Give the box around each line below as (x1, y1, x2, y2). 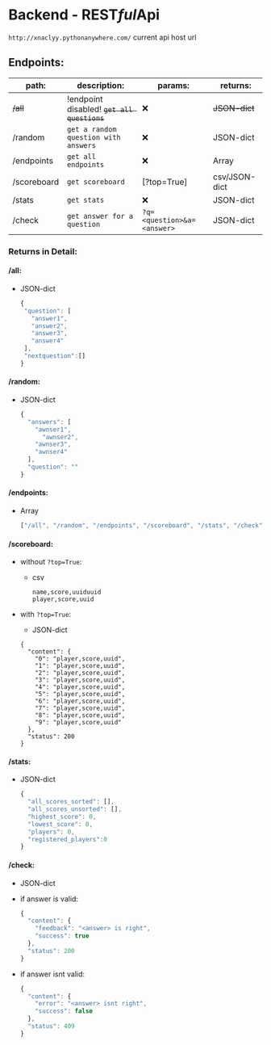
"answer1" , (31, 314, 68, 322)
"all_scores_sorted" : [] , (27, 798, 115, 806)
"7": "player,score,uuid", (35, 704, 126, 712)
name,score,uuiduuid (31, 588, 102, 597)
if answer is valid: (19, 894, 79, 904)
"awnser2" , (41, 433, 79, 441)
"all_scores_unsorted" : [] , (27, 805, 123, 813)
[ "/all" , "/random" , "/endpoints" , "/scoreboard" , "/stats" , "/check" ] (19, 522, 266, 530)
